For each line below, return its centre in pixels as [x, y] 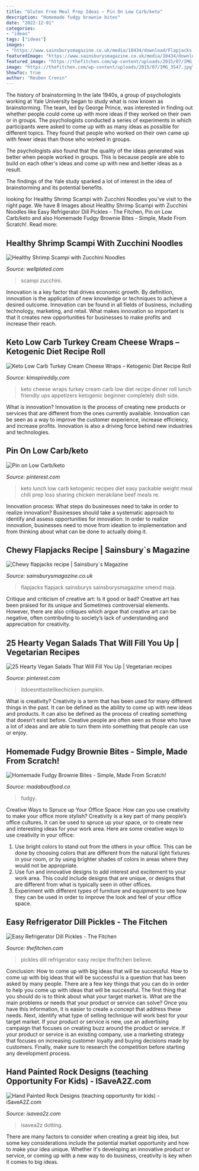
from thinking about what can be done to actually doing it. [77, 531]
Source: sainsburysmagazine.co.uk [49, 576]
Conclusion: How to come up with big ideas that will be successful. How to [97, 971]
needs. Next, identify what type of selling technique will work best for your [97, 1015]
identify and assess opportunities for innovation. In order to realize [87, 519]
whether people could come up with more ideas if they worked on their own [99, 114]
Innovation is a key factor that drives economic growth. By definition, [90, 292]
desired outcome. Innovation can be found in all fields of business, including [99, 305]
